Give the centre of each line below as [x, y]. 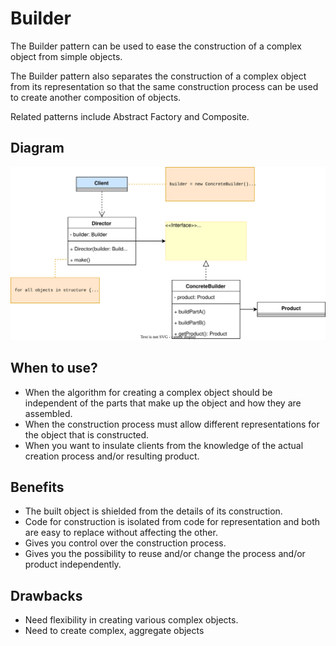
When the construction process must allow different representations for [172, 424]
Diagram [37, 148]
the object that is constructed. [87, 434]
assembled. [48, 413]
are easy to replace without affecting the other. [121, 533]
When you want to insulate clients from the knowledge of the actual [164, 445]
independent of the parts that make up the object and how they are [163, 403]
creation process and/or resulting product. [112, 456]
